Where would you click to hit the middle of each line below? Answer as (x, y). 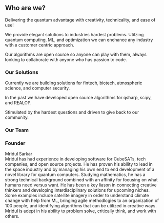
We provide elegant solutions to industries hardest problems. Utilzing (74, 34)
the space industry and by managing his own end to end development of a (80, 169)
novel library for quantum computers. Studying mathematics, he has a (75, 175)
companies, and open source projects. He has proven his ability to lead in (79, 164)
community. (17, 117)
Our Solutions (22, 72)
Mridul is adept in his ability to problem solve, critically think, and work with (81, 211)
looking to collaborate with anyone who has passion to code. (66, 59)
